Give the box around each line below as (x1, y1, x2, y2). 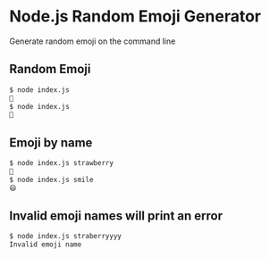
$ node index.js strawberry (9, 159, 114, 168)
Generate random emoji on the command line (9, 36, 176, 46)
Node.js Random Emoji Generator (9, 6, 262, 27)
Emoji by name (9, 135, 93, 150)
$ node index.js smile (9, 175, 94, 184)
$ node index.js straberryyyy (9, 232, 122, 241)
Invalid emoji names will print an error (9, 208, 224, 223)
